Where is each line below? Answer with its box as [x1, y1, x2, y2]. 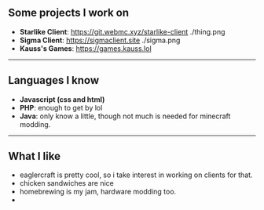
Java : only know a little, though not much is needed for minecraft [19, 111, 231, 121]
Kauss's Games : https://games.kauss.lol [19, 43, 152, 53]
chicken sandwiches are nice [19, 179, 114, 188]
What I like [8, 150, 61, 163]
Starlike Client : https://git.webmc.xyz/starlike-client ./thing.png [19, 27, 225, 36]
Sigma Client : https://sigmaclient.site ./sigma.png [19, 35, 181, 45]
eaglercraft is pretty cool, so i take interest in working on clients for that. [19, 170, 253, 179]
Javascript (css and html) [19, 94, 105, 104]
